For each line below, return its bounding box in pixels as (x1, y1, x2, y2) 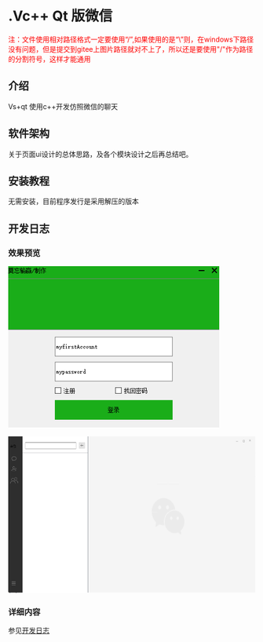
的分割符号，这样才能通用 (8, 54, 91, 64)
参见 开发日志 (8, 626, 49, 636)
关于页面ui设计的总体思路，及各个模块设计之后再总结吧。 (8, 149, 193, 159)
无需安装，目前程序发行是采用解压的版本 (8, 197, 139, 206)
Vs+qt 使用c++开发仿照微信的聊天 (8, 101, 119, 111)
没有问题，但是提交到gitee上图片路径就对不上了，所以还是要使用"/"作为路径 (8, 44, 254, 53)
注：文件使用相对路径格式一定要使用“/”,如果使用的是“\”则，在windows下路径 (8, 35, 254, 44)
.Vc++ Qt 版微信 (8, 7, 113, 25)
